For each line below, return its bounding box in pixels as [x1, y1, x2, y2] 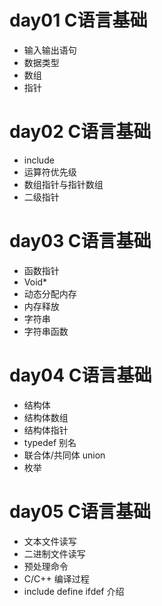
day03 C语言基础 [9, 230, 152, 253]
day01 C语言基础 [9, 9, 148, 32]
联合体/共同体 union [23, 449, 106, 461]
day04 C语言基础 [9, 364, 152, 386]
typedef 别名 [23, 436, 77, 448]
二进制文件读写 [23, 547, 86, 560]
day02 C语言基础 [9, 121, 152, 143]
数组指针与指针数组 [23, 178, 104, 190]
